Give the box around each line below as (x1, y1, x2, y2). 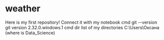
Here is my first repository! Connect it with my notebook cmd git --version (5, 19, 158, 25)
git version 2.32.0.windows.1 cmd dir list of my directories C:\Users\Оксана (5, 24, 160, 30)
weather (5, 3, 41, 14)
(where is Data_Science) (5, 30, 55, 36)
